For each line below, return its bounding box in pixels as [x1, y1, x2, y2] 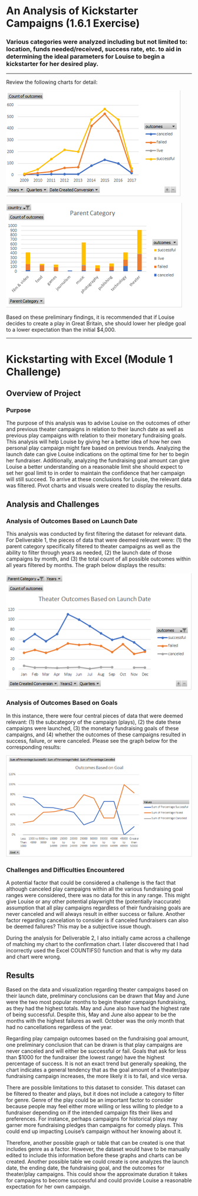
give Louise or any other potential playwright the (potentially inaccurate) [6, 898, 181, 905]
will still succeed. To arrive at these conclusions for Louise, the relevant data [6, 476, 192, 483]
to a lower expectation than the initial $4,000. [6, 326, 116, 334]
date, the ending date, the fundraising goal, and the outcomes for [6, 1164, 165, 1171]
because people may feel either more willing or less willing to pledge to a [6, 1103, 183, 1110]
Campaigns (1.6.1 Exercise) [6, 17, 140, 30]
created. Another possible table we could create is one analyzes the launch [6, 1158, 189, 1165]
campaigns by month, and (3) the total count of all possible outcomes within [6, 555, 191, 562]
